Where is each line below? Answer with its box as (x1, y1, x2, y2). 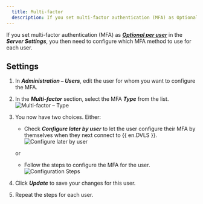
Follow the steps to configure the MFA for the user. (24, 161, 150, 169)
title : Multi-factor (11, 8, 63, 15)
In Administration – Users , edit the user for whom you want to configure (14, 77, 196, 84)
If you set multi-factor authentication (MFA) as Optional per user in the (6, 31, 183, 38)
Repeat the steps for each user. (14, 191, 94, 199)
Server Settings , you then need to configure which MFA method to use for (6, 37, 192, 45)
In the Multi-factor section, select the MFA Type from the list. (14, 95, 169, 103)
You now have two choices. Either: (14, 113, 101, 121)
